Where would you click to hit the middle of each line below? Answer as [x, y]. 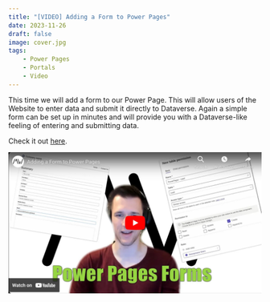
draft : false [30, 34]
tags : [17, 51]
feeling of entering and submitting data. [74, 125]
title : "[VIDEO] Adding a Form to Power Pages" [90, 17]
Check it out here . [38, 141]
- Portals [39, 68]
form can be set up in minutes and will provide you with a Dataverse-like [128, 117]
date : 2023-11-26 [37, 25]
